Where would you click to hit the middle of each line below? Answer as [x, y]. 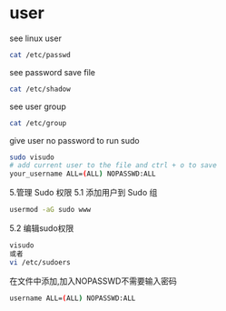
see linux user [35, 38]
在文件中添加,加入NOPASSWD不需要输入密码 [93, 281]
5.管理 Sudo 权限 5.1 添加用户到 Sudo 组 [84, 193]
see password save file [53, 72]
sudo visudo [32, 157]
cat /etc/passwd [40, 55]
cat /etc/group [38, 123]
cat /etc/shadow [40, 89]
